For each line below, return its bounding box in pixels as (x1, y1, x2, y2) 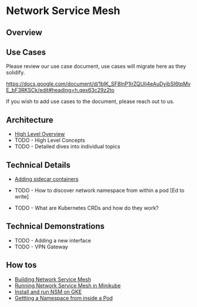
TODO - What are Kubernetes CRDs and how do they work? (14, 204, 159, 212)
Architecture (6, 115, 54, 125)
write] (14, 193, 29, 200)
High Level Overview (14, 131, 65, 138)
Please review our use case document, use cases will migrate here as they (6, 63, 186, 70)
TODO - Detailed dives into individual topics (14, 143, 121, 150)
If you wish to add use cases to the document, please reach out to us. (6, 98, 175, 105)
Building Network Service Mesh (14, 275, 91, 282)
